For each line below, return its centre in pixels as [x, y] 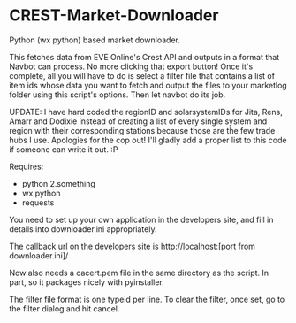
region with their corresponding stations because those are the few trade [142, 130]
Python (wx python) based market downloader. [95, 40]
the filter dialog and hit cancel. [65, 308]
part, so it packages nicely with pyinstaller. [87, 282]
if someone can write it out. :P [64, 149]
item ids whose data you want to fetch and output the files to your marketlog [148, 85]
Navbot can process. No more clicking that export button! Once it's [131, 66]
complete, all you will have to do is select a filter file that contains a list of [142, 75]
